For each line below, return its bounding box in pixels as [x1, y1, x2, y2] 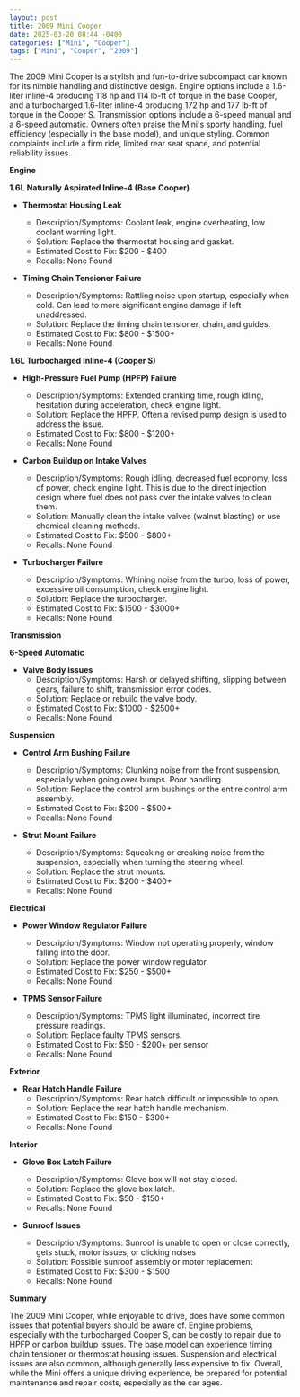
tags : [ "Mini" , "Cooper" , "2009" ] [9, 47, 139, 56]
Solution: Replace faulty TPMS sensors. [35, 1030, 182, 1040]
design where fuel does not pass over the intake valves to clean [35, 491, 272, 503]
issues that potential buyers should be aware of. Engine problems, [9, 1320, 254, 1331]
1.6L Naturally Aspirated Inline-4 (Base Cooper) [9, 182, 190, 193]
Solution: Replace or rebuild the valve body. [35, 694, 198, 704]
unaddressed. [35, 309, 87, 320]
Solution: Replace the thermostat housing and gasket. [35, 236, 234, 247]
